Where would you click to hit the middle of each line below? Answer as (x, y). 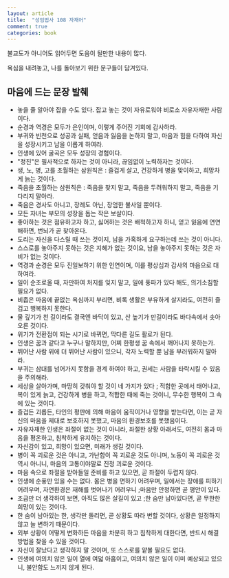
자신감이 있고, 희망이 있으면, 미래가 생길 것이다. (80, 447)
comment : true (28, 26)
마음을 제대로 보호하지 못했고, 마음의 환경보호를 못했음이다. (109, 421)
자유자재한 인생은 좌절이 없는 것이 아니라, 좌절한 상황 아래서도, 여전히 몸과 (116, 430)
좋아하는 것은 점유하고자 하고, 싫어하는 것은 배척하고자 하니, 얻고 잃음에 (112, 222)
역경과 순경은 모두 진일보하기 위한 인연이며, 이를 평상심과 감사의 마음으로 (114, 265)
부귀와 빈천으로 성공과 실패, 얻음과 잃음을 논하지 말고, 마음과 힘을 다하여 (113, 136)
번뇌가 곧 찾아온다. (62, 231)
